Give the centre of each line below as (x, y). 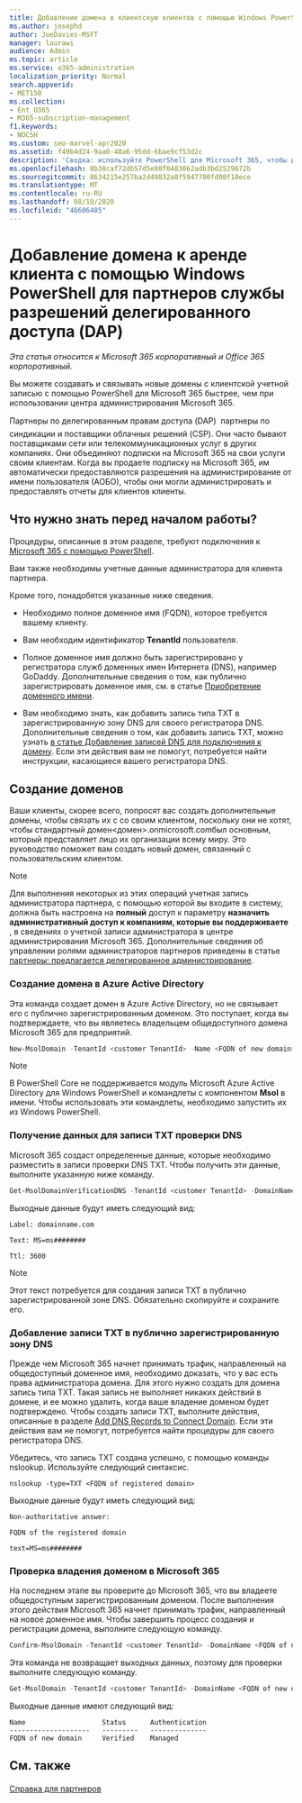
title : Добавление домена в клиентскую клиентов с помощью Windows (138, 18)
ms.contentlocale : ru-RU (56, 194)
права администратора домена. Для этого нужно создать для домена (145, 1382)
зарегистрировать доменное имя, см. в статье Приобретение (142, 686)
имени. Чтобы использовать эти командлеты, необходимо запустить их (148, 1102)
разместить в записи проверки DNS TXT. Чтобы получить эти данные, (145, 1164)
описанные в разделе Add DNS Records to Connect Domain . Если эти (141, 1421)
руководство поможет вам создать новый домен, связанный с (130, 849)
